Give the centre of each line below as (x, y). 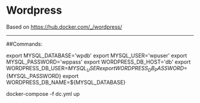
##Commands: (24, 44)
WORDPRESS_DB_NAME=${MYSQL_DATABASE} (66, 82)
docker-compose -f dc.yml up (43, 93)
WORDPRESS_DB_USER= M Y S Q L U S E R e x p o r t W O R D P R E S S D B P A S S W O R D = (97, 69)
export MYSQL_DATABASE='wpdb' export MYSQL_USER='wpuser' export (97, 55)
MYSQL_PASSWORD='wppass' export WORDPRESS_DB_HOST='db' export (99, 62)
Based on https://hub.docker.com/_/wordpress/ (64, 27)
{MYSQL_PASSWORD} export (43, 76)
